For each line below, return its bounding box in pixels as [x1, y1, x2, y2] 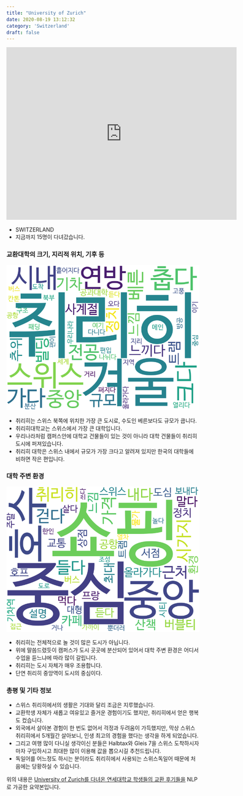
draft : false [6, 29, 40, 36]
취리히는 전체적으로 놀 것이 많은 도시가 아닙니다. [15, 638, 130, 646]
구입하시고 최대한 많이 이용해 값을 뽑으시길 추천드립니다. [26, 748, 161, 755]
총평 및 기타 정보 [6, 686, 52, 695]
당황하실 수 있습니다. [31, 763, 82, 770]
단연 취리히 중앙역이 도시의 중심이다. [15, 669, 102, 676]
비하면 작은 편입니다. [15, 455, 65, 463]
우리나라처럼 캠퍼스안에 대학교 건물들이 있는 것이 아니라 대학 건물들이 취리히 [15, 432, 198, 439]
